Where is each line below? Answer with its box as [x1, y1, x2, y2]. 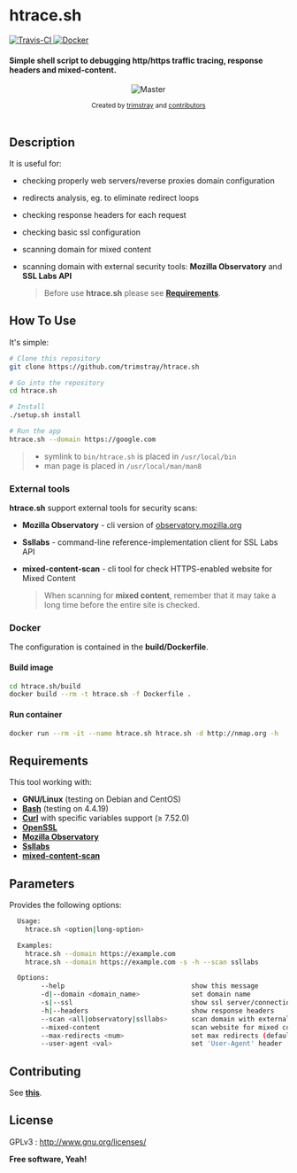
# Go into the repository [9, 378, 104, 387]
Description [9, 135, 75, 150]
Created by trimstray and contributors [91, 101, 206, 111]
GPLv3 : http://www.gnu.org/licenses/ [9, 1136, 147, 1147]
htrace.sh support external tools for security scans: [9, 502, 198, 514]
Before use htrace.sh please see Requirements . [43, 287, 221, 298]
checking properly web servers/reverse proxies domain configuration [21, 175, 276, 186]
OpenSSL [21, 822, 57, 833]
